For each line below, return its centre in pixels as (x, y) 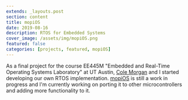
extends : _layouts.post (35, 11)
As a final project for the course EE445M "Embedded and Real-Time (88, 66)
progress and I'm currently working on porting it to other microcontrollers (94, 84)
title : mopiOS (23, 22)
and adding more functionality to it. (48, 90)
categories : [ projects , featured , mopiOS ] (58, 49)
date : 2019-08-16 (27, 28)
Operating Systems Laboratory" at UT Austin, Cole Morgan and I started (93, 72)
